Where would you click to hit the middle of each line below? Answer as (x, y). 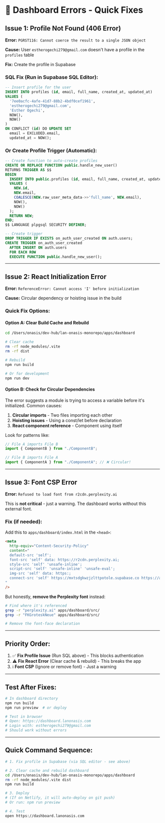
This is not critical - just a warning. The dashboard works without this (76, 503)
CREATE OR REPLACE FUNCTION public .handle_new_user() (61, 165)
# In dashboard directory (31, 698)
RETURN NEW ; (22, 216)
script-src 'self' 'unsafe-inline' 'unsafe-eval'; (62, 569)
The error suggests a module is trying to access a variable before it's (75, 400)
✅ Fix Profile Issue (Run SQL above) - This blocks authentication (78, 656)
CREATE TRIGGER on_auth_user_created (44, 243)
